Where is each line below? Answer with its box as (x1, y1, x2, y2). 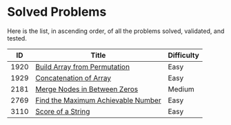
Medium (168, 84, 194, 93)
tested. (7, 34, 28, 42)
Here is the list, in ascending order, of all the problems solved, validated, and (7, 27, 225, 35)
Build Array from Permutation (35, 62, 130, 71)
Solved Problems (7, 4, 107, 20)
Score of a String (35, 106, 90, 116)
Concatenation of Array (35, 73, 112, 82)
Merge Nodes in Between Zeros (35, 84, 139, 93)
